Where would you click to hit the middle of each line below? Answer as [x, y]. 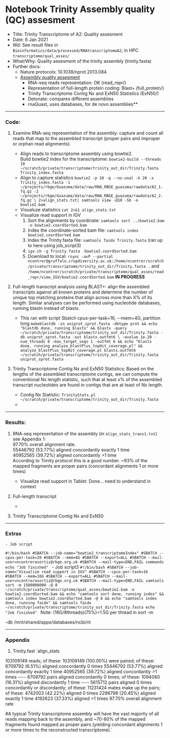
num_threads [33, 342]
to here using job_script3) [54, 246]
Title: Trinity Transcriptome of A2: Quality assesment [68, 34]
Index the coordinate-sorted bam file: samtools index [83, 230]
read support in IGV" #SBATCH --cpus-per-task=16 [95, 572]
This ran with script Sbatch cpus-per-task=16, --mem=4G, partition [90, 318]
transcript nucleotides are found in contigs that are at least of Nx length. [88, 385]
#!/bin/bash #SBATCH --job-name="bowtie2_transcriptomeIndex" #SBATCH [81, 553]
